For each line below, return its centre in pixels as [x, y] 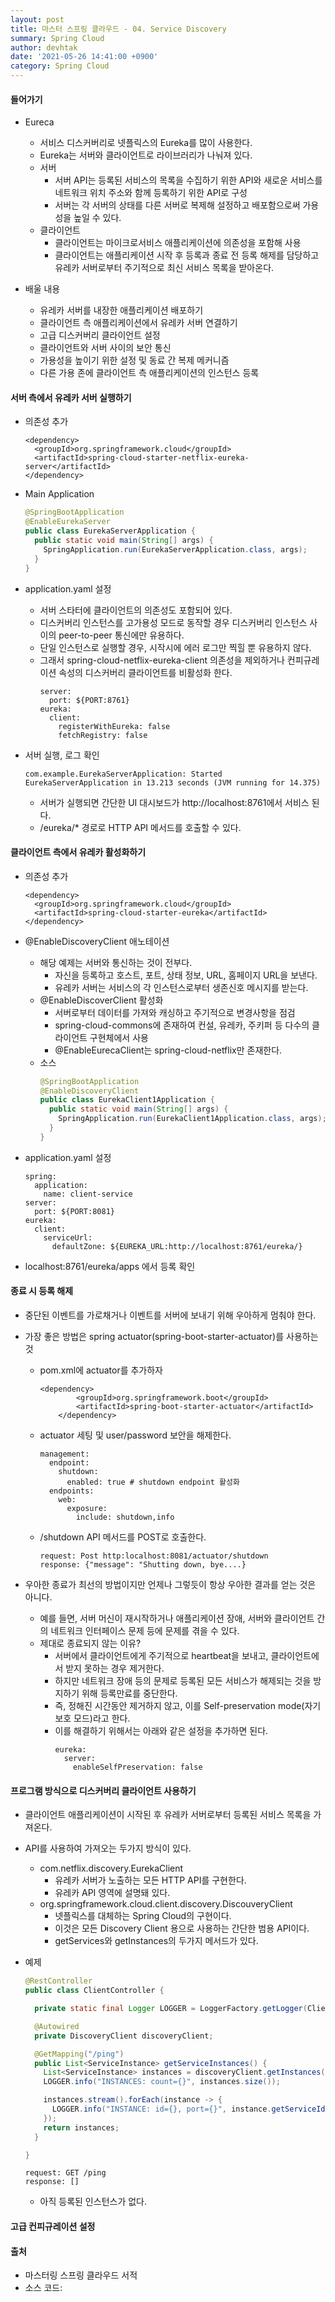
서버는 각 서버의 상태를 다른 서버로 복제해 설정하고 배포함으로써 [177, 205]
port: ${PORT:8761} [89, 700]
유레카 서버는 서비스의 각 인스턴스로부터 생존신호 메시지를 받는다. [181, 987]
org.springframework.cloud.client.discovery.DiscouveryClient [166, 1904]
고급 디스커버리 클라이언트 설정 [100, 335]
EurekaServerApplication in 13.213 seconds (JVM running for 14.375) [173, 782]
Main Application [59, 494]
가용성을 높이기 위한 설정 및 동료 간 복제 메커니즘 [134, 360]
